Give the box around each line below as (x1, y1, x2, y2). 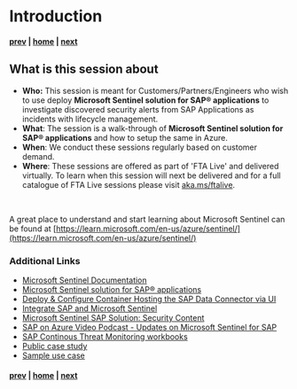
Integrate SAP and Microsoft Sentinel (21, 303, 158, 314)
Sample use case (21, 350, 86, 361)
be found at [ (9, 223, 57, 234)
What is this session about (9, 62, 159, 77)
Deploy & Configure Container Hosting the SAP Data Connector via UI (21, 293, 277, 304)
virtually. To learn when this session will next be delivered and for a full (21, 170, 281, 181)
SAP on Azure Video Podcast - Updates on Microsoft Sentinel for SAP (21, 322, 277, 332)
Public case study (21, 340, 88, 351)
